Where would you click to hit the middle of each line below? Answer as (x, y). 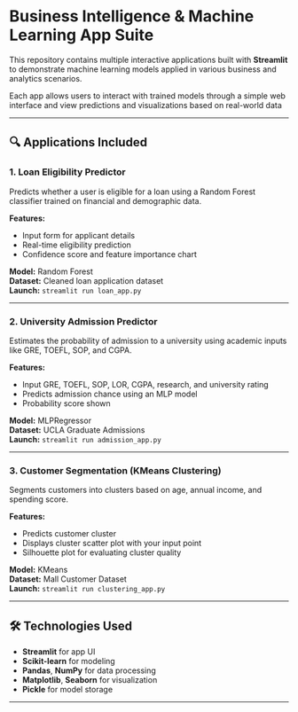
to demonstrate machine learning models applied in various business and (143, 69)
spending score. (39, 499)
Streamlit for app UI (59, 652)
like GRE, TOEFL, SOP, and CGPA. (71, 350)
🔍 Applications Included (78, 142)
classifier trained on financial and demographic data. (106, 200)
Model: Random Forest (51, 271)
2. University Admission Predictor (83, 321)
